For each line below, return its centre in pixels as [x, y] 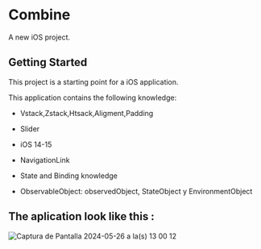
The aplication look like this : [81, 216]
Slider [30, 129]
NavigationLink [45, 160]
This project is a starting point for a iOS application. [93, 81]
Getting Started [48, 62]
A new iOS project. [39, 37]
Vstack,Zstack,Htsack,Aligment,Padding [87, 113]
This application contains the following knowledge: [93, 98]
